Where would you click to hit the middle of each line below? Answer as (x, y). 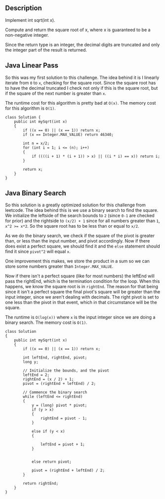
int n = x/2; (36, 143)
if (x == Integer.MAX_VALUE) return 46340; (68, 134)
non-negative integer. (27, 35)
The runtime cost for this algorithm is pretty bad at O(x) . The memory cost (81, 103)
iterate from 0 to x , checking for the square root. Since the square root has (81, 83)
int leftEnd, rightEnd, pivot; (55, 358)
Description (23, 8)
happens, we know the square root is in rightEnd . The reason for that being (82, 287)
